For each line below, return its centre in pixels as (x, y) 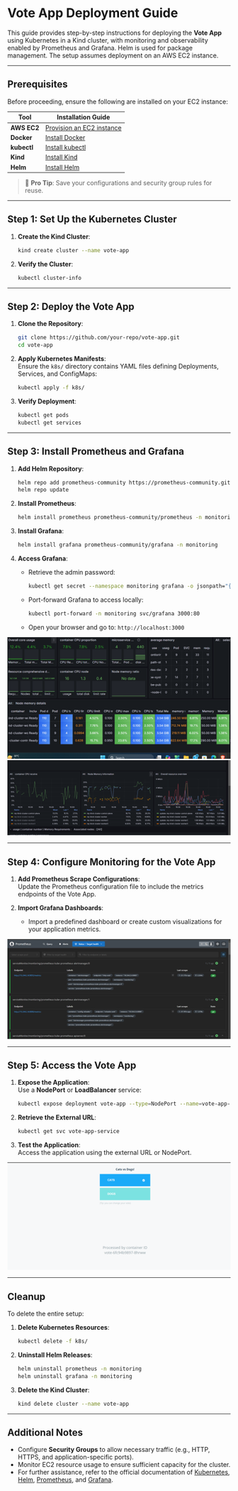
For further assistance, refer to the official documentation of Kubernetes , (124, 1473)
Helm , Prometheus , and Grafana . (65, 1480)
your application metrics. (64, 929)
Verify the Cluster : (45, 264)
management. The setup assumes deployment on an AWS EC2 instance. (113, 55)
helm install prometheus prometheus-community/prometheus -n (110, 517)
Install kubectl (66, 147)
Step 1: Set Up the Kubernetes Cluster (92, 219)
